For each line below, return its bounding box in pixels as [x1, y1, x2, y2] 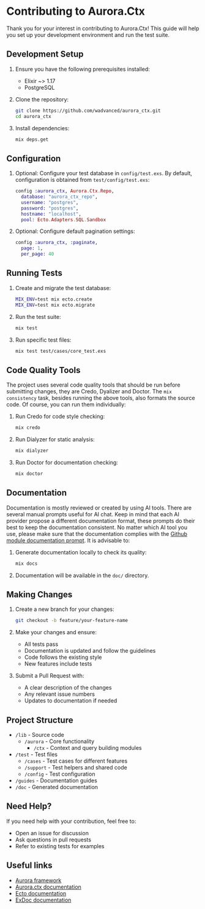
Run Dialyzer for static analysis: [15, 436, 95, 443]
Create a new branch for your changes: [15, 605, 114, 613]
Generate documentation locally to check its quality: [15, 548, 147, 556]
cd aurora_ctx [15, 113, 51, 119]
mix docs [15, 561, 38, 567]
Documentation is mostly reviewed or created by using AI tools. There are [6, 504, 192, 511]
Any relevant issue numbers [24, 690, 95, 698]
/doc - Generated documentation [15, 784, 99, 790]
